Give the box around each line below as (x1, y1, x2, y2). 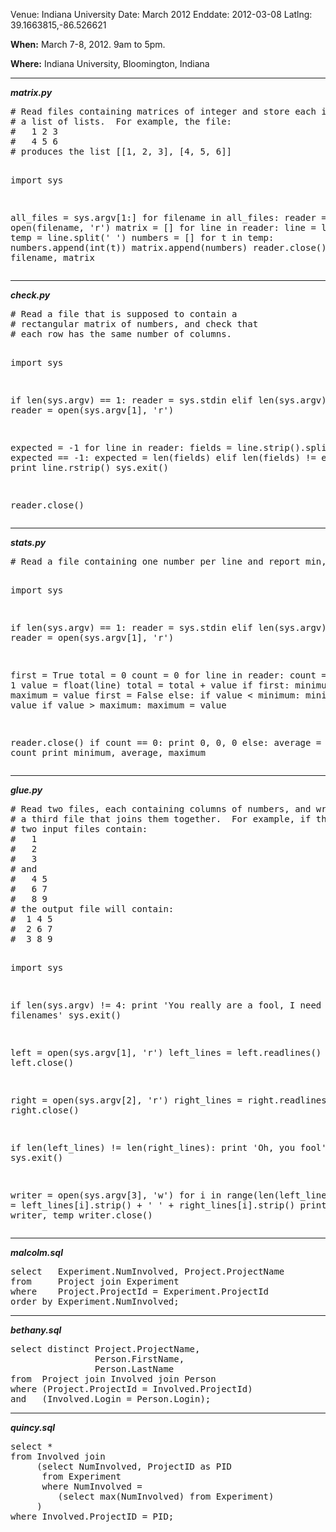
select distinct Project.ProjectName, (10, 1344, 201, 1354)
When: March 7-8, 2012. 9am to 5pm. (10, 39, 166, 50)
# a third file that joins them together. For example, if (10, 814, 312, 824)
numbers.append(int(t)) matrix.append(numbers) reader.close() (10, 242, 327, 253)
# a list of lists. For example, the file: (10, 116, 233, 127)
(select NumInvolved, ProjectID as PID (36, 1461, 233, 1472)
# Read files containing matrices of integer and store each (10, 106, 317, 117)
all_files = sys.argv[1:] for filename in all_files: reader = (10, 212, 327, 223)
